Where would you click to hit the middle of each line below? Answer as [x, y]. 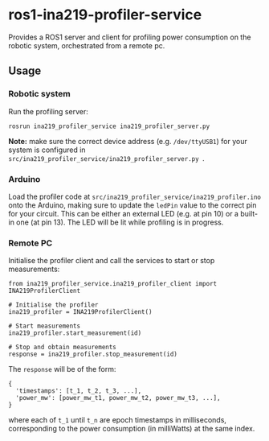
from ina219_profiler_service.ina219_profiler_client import [113, 284]
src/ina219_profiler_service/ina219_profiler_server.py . [106, 158]
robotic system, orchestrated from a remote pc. [87, 45]
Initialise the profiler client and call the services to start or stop [112, 261]
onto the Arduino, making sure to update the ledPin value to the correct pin [132, 205]
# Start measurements [45, 326]
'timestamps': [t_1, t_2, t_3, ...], [79, 391]
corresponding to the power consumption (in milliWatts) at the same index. [132, 429]
